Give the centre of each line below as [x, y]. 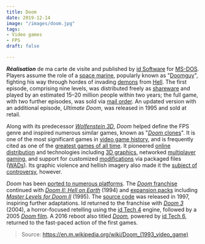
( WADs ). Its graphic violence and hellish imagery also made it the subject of [102, 165]
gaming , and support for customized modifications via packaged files [94, 158]
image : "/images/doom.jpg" [41, 23]
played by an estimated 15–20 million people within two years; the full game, [102, 95]
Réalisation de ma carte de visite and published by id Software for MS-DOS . [103, 68]
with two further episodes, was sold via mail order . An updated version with [102, 101]
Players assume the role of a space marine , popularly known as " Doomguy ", [102, 75]
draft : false [23, 46]
